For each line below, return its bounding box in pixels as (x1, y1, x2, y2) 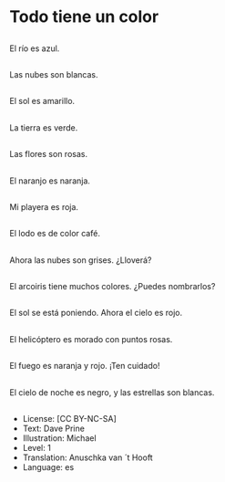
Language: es (22, 462, 75, 473)
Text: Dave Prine (22, 423, 85, 435)
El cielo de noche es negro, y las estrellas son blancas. (9, 386, 215, 398)
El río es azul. (9, 43, 60, 54)
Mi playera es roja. (9, 201, 79, 212)
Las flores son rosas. (9, 149, 88, 160)
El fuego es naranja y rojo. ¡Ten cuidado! (9, 361, 160, 372)
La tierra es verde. (9, 121, 78, 133)
